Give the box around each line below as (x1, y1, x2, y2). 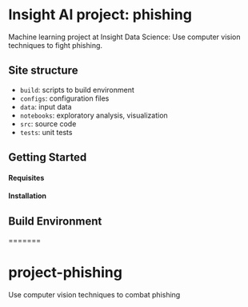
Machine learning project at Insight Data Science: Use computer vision (8, 32, 241, 42)
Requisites (8, 173, 45, 182)
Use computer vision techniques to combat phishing (8, 290, 181, 300)
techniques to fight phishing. (8, 40, 102, 50)
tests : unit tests (19, 127, 73, 137)
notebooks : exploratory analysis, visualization (19, 110, 168, 120)
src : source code (19, 118, 77, 129)
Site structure (8, 64, 78, 78)
